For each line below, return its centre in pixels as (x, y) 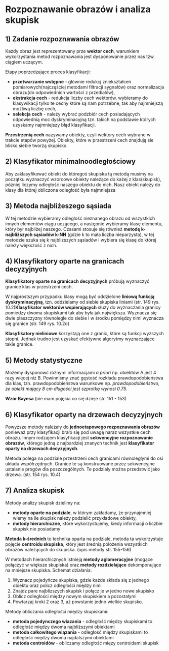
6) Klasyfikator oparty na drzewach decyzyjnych (84, 415)
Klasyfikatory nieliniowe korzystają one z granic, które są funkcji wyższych (85, 334)
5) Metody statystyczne (44, 360)
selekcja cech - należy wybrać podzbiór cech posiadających (76, 114)
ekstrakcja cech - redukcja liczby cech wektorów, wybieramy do (80, 98)
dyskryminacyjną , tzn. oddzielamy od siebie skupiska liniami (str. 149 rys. (83, 302)
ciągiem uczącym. (24, 62)
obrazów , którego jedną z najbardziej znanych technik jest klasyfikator (80, 443)
